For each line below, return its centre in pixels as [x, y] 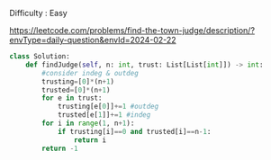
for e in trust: [72, 98]
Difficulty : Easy [38, 13]
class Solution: [40, 57]
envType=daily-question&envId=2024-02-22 [93, 40]
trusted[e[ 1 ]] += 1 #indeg [104, 115]
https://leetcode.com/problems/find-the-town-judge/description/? [132, 30]
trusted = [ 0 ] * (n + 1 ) [76, 90]
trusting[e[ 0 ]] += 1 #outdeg [108, 107]
